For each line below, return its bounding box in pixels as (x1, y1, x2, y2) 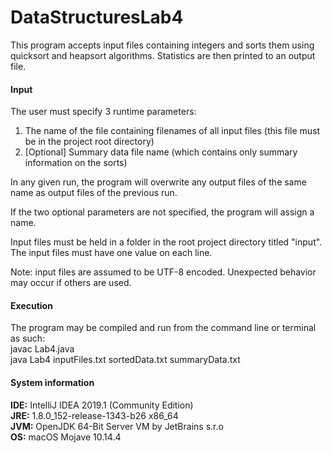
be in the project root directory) (24, 136, 155, 148)
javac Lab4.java (10, 343, 75, 355)
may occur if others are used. (10, 277, 132, 289)
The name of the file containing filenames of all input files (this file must (24, 125, 321, 137)
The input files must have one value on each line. (10, 247, 213, 259)
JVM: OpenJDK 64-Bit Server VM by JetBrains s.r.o (10, 420, 224, 432)
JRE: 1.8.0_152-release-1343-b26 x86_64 (10, 409, 179, 421)
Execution (10, 299, 53, 311)
